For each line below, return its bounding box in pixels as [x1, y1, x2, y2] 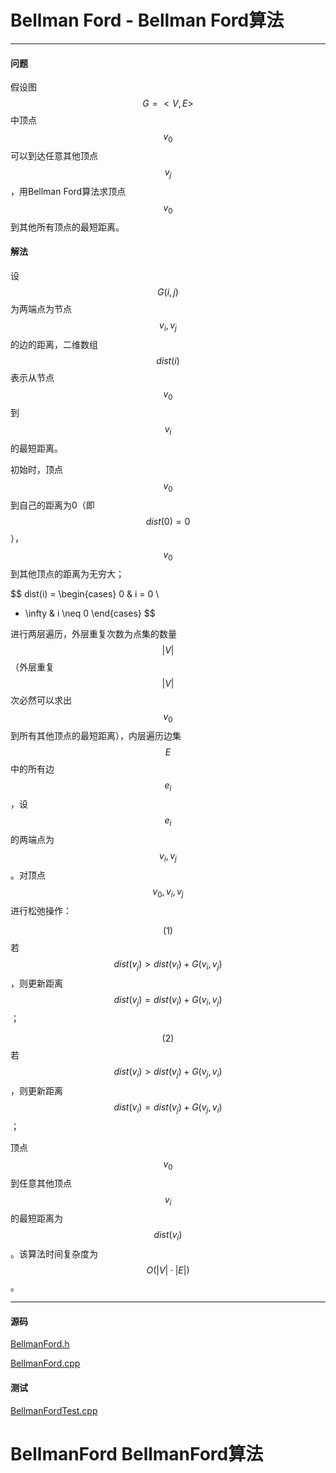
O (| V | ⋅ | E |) [146, 1264, 190, 1276]
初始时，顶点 [10, 464, 63, 476]
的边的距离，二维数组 [10, 338, 98, 350]
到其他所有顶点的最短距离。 [10, 221, 125, 233]
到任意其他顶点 [10, 1177, 72, 1189]
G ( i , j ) [157, 286, 179, 298]
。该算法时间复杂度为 [10, 1248, 98, 1260]
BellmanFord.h [10, 1338, 70, 1350]
